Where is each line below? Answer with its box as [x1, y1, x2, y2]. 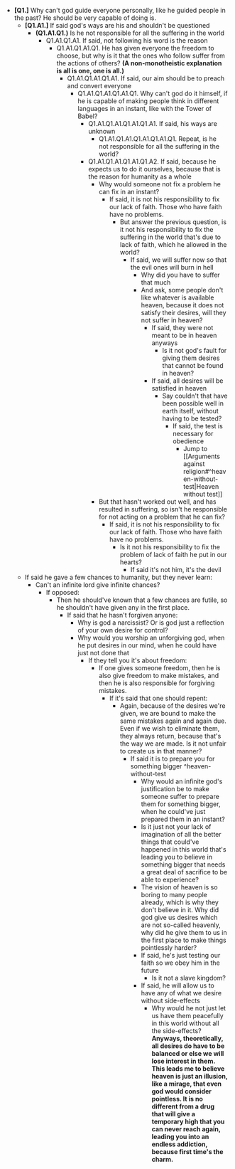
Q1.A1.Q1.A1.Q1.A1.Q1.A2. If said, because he [88, 157, 217, 166]
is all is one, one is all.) [56, 67, 124, 75]
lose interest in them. [151, 1057, 215, 1065]
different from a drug [151, 1102, 215, 1111]
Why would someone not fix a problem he [99, 180, 222, 188]
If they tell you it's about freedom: [88, 656, 187, 665]
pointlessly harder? [141, 943, 197, 952]
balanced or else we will [151, 1049, 224, 1057]
